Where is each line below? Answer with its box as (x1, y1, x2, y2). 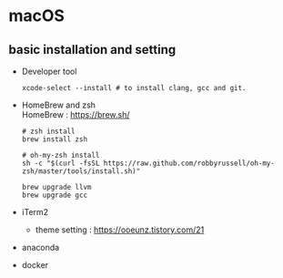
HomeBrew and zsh (21, 99, 96, 110)
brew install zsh (21, 135, 88, 144)
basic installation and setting (8, 42, 177, 57)
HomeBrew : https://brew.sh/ (21, 109, 130, 119)
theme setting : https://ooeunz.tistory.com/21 (35, 224, 205, 235)
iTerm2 (21, 207, 49, 217)
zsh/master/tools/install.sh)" (21, 167, 141, 176)
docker (21, 260, 49, 270)
